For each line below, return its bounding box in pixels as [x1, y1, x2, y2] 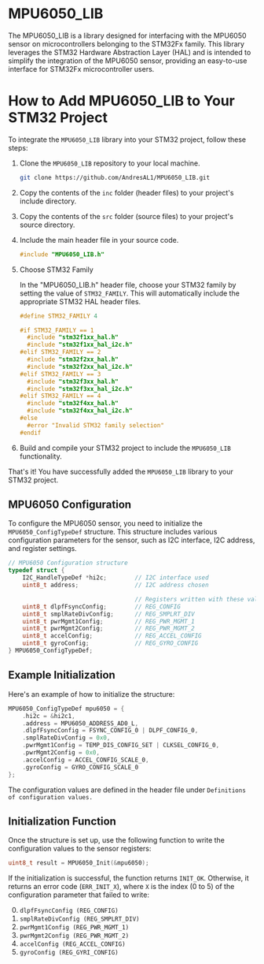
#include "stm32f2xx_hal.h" [27, 355, 119, 363]
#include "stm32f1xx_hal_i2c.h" [27, 341, 133, 349]
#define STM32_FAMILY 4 [19, 312, 98, 320]
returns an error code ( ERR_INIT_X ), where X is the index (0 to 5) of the [8, 882, 235, 891]
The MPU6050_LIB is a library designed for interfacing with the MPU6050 [8, 31, 247, 40]
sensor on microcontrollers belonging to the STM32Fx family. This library [8, 39, 245, 48]
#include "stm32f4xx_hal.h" [27, 400, 119, 408]
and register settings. [8, 544, 77, 553]
